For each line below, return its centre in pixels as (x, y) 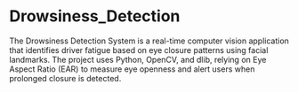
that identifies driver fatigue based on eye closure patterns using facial (139, 50)
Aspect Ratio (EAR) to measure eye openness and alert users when (132, 69)
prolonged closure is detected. (65, 78)
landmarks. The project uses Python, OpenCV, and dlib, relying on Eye (138, 59)
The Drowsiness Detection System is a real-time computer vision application (149, 41)
